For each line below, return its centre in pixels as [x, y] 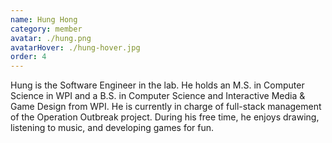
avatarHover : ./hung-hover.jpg [75, 47]
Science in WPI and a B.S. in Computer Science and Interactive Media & [158, 96]
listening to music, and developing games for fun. [112, 128]
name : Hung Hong [44, 19]
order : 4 [28, 57]
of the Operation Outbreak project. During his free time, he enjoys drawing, [165, 117]
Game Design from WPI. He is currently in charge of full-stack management [166, 107]
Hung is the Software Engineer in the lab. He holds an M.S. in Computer [157, 85]
